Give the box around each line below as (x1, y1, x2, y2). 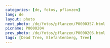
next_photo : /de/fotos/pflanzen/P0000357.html (5, 21, 105, 26)
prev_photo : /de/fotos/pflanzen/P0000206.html (5, 30, 105, 35)
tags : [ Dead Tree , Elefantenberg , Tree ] (5, 35, 92, 40)
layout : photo (5, 16, 35, 21)
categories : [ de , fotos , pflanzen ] (5, 7, 81, 12)
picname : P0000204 (5, 26, 44, 31)
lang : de (5, 12, 24, 17)
